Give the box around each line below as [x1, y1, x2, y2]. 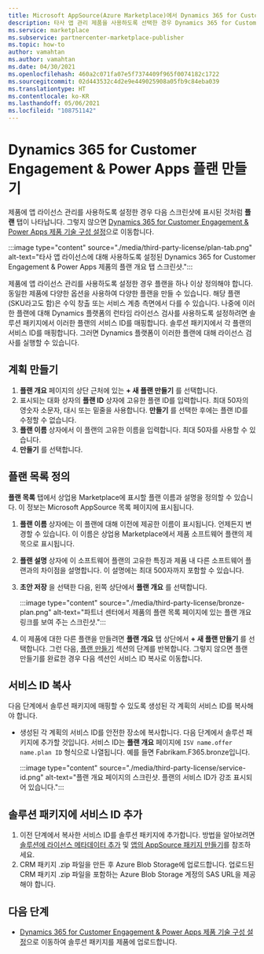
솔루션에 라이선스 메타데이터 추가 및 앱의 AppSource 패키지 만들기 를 [19, 840, 230, 850]
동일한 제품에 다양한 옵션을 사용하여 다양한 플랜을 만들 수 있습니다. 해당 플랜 [8, 289, 241, 298]
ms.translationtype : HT [8, 84, 86, 93]
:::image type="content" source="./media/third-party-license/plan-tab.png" [8, 242, 253, 252]
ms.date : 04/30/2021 [8, 63, 76, 71]
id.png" [19, 773, 44, 782]
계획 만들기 [8, 363, 59, 377]
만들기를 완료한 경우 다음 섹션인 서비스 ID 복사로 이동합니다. [19, 654, 203, 663]
